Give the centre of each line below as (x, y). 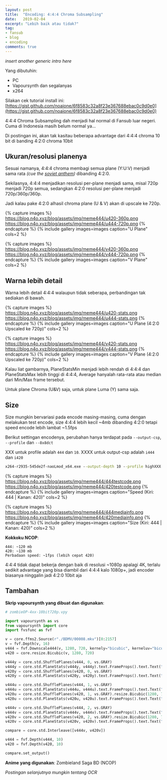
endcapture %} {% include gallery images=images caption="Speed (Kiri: (80, 492)
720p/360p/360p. (24, 194)
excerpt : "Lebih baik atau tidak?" (42, 24)
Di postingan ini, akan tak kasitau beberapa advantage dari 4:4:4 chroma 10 (83, 135)
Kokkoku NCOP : (22, 537)
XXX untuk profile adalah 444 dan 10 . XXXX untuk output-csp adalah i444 (80, 452)
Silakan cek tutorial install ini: (35, 100)
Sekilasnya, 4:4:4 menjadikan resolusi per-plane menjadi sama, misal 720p (82, 183)
